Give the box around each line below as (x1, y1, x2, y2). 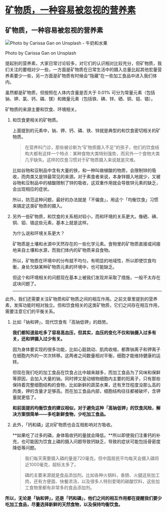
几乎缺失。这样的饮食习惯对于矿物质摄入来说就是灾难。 (24, 157, 138, 162)
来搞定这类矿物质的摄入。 (12, 203, 65, 209)
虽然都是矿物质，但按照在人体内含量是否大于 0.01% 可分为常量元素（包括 (5, 90, 156, 95)
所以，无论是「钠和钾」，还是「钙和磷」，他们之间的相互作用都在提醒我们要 (5, 495, 158, 501)
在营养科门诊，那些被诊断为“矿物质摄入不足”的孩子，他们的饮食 (24, 144, 155, 150)
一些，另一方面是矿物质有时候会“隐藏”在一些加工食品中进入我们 (22, 73, 153, 79)
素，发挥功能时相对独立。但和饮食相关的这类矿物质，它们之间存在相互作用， (5, 302, 162, 308)
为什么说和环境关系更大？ (12, 230, 65, 236)
